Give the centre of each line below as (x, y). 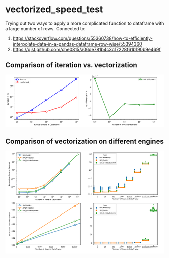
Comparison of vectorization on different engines (84, 141)
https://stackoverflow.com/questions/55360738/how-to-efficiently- (82, 38)
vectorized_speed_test (54, 9)
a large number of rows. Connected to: (45, 28)
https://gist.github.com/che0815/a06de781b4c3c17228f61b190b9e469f (87, 49)
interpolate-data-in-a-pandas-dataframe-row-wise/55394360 (77, 44)
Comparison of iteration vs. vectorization (71, 65)
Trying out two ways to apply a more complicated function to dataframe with (85, 23)
